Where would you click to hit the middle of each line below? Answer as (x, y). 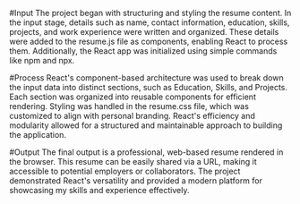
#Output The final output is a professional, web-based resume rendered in (146, 152)
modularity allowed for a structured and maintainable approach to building (146, 125)
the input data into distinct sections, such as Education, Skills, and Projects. (149, 87)
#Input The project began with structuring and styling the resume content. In (150, 13)
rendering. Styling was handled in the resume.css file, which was (129, 106)
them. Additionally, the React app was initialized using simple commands (143, 51)
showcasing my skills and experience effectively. (99, 190)
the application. (38, 135)
